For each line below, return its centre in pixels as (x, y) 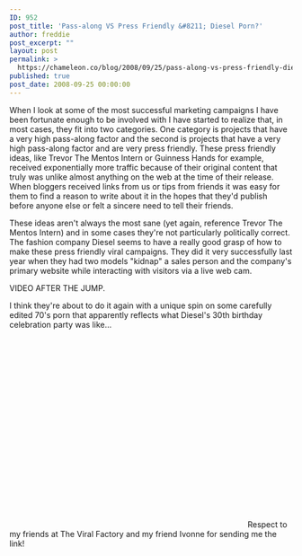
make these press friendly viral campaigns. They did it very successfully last (151, 252)
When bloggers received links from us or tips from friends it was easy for (145, 186)
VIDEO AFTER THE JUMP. (58, 287)
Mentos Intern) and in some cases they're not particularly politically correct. (150, 232)
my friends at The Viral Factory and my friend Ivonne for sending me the (143, 534)
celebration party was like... (61, 324)
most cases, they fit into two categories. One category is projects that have (148, 129)
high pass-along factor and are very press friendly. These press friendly (143, 148)
